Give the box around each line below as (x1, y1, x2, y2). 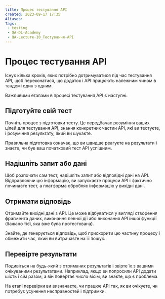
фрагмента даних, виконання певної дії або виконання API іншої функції (5, 216, 157, 222)
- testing (7, 26, 28, 31)
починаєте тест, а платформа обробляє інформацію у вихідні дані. (5, 183, 145, 189)
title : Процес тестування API (5, 7, 68, 12)
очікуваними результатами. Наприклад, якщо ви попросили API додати (5, 268, 157, 274)
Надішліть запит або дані (5, 159, 87, 168)
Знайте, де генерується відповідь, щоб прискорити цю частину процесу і (5, 230, 160, 236)
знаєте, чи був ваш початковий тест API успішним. (5, 145, 112, 151)
